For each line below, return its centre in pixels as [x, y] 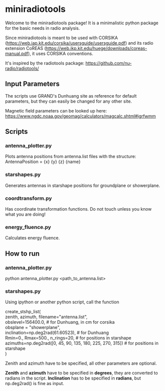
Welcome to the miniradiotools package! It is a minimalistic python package [82, 23]
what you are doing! [25, 215]
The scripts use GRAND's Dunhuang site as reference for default [71, 96]
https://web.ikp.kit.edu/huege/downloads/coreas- [96, 48]
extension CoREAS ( [25, 48]
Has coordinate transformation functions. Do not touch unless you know [79, 209]
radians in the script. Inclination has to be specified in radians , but [73, 378]
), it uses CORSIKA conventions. [61, 54]
